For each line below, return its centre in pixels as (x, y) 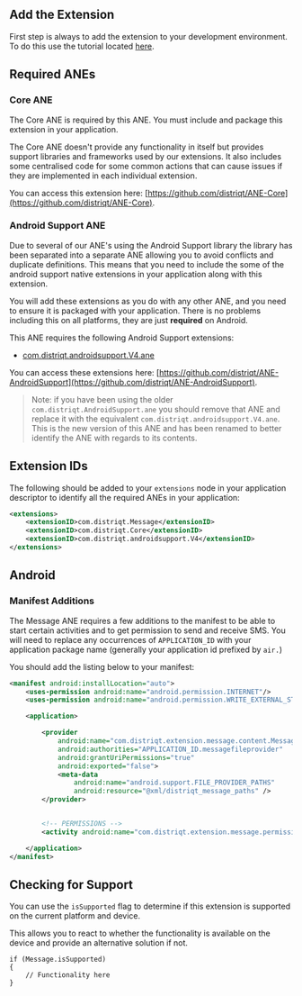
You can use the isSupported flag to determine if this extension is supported (150, 906)
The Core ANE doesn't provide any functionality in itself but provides (137, 147)
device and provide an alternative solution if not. (99, 943)
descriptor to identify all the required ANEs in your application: (124, 497)
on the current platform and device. (75, 916)
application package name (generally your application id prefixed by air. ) (146, 649)
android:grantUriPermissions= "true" (126, 757)
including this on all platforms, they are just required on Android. (129, 320)
